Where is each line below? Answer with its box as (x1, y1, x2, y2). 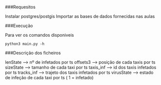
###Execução (5, 23, 33, 28)
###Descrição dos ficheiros (5, 50, 61, 56)
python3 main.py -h (5, 42, 45, 46)
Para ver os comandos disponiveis (5, 32, 74, 38)
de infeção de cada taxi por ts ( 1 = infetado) (5, 75, 94, 80)
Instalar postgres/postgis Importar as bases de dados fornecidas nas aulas (5, 14, 155, 19)
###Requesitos (5, 4, 36, 10)
